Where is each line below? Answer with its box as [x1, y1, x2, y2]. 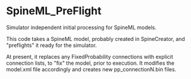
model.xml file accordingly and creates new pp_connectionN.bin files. [6, 65, 177, 72]
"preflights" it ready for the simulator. [6, 42, 97, 49]
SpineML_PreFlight [6, 4, 102, 18]
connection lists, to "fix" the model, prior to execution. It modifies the [6, 59, 175, 67]
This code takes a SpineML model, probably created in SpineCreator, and [6, 35, 185, 42]
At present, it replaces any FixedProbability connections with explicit [6, 53, 173, 60]
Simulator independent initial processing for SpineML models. [6, 24, 157, 31]
